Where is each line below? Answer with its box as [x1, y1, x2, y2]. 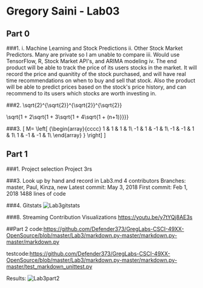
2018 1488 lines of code [6, 190, 66, 197]
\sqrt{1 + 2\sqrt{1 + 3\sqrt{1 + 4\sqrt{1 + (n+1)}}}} [6, 114, 129, 120]
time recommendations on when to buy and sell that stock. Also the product [6, 77, 196, 84]
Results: [6, 275, 27, 282]
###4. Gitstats [6, 202, 42, 209]
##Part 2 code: [6, 225, 44, 232]
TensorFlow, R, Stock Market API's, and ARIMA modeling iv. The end [6, 58, 177, 64]
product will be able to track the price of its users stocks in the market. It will [6, 64, 197, 71]
